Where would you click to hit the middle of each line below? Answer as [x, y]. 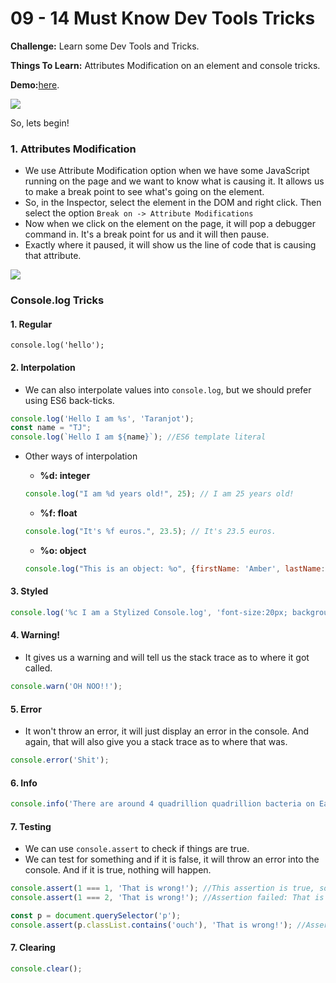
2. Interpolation [43, 367]
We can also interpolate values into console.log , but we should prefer [168, 389]
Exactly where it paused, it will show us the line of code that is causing [170, 245]
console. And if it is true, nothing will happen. [118, 870]
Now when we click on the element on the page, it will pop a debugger [170, 224]
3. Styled [29, 591]
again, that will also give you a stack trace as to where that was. [156, 742]
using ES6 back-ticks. [69, 400]
